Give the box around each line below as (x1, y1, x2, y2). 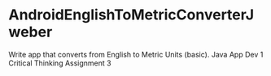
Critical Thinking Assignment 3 (8, 58, 111, 68)
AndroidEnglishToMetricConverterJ (8, 6, 255, 24)
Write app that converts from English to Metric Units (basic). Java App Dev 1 (8, 49, 264, 59)
